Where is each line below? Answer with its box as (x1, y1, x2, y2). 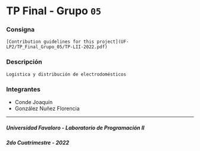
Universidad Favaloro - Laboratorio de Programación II (6, 124, 145, 131)
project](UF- (96, 39, 129, 45)
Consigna (6, 26, 35, 34)
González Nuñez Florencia (14, 105, 80, 112)
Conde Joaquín (14, 99, 53, 106)
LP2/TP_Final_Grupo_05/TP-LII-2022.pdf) (6, 44, 108, 50)
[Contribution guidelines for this (6, 39, 95, 45)
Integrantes (6, 85, 40, 93)
